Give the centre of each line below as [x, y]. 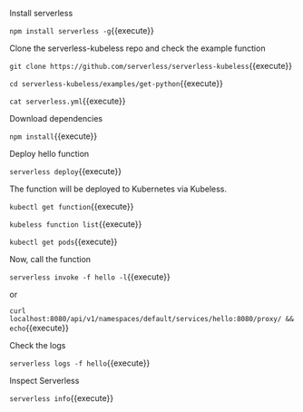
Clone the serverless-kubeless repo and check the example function [137, 48]
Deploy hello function [49, 154]
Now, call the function [50, 259]
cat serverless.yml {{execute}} [68, 101]
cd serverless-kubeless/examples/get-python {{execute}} [117, 83]
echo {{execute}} [39, 328]
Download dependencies [56, 118]
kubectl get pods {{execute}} [64, 241]
